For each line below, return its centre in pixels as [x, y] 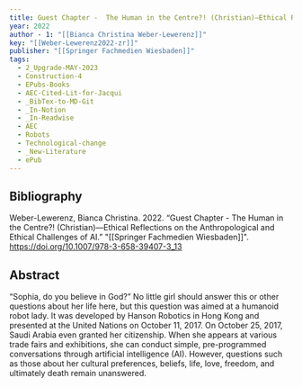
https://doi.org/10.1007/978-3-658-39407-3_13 [96, 247]
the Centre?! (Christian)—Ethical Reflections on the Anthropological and [142, 228]
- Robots [34, 135]
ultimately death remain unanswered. [78, 373]
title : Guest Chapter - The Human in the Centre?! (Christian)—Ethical [148, 18]
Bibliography [46, 196]
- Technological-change [62, 143]
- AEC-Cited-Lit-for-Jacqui [70, 93]
